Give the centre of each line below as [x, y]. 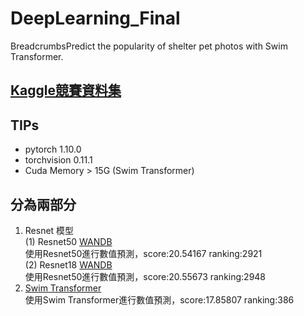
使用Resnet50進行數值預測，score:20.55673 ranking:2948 [145, 276]
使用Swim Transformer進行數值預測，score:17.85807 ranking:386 [159, 299]
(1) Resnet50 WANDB [68, 241]
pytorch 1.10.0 [53, 149]
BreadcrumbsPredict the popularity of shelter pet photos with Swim [149, 46]
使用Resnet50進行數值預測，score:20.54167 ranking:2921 [143, 253]
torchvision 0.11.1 [58, 160]
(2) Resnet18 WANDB [68, 264]
